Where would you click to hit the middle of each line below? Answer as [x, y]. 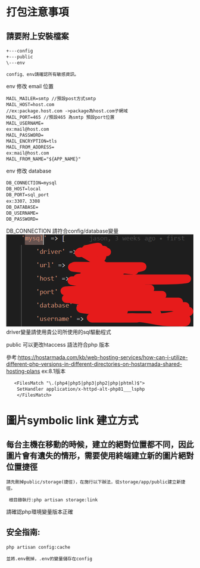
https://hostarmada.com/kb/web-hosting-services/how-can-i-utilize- [103, 357]
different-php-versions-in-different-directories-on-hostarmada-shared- [94, 364]
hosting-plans [23, 371]
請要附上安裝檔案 [37, 36]
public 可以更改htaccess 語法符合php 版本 [58, 345]
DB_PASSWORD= [22, 219]
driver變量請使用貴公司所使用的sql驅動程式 [59, 332]
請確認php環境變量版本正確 [40, 512]
